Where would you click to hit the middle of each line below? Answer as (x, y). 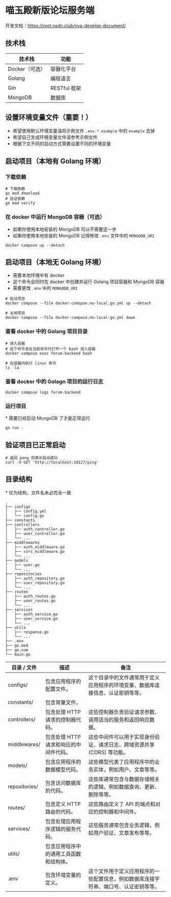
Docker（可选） (27, 69)
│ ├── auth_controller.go (35, 529)
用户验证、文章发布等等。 (124, 833)
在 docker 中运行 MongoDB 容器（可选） (55, 217)
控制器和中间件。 (119, 812)
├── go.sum (17, 650)
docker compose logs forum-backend (43, 392)
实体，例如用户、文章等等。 (127, 769)
